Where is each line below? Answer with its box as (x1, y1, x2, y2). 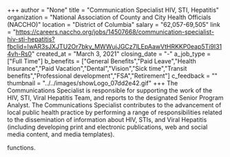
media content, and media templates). (7, 130, 115, 138)
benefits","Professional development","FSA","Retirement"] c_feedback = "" (7, 72, 218, 80)
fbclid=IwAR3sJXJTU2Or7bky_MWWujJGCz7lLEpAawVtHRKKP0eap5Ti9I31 (7, 43, 222, 50)
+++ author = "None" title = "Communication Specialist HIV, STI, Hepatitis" (7, 6, 219, 14)
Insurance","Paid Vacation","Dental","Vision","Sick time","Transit (7, 65, 187, 72)
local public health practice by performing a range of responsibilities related (7, 108, 222, 116)
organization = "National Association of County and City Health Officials (7, 13, 211, 21)
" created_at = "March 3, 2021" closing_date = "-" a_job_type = (31, 50, 211, 58)
